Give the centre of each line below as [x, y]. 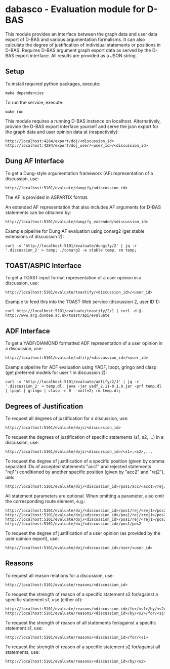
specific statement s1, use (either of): [44, 599]
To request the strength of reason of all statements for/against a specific [81, 622]
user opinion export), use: [32, 538]
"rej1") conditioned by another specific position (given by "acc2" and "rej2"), [85, 472]
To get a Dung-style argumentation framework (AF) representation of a [79, 173]
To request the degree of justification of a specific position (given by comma [85, 461]
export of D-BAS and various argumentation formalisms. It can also [75, 39]
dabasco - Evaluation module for [75, 9]
